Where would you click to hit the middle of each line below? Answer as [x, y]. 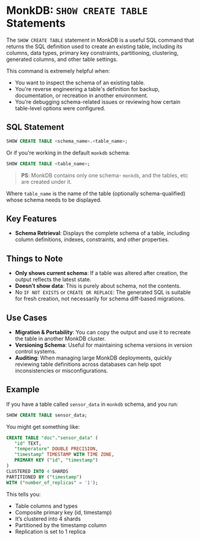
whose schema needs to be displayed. [54, 200]
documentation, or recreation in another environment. [82, 95]
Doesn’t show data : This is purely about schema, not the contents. [98, 286]
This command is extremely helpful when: [58, 71]
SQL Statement [35, 127]
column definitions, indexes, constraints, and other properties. [92, 239]
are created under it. [46, 182]
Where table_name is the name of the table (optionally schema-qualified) [96, 193]
